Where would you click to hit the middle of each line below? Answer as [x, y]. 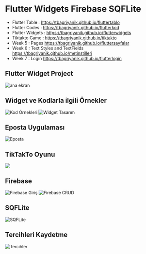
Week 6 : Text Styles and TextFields [48, 48]
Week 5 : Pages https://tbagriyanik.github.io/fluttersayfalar [71, 43]
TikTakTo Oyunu [30, 154]
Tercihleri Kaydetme [36, 235]
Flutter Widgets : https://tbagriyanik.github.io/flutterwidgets [72, 32]
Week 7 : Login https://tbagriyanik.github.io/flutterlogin [67, 58]
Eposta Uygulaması [35, 127]
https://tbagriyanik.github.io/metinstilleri [52, 53]
